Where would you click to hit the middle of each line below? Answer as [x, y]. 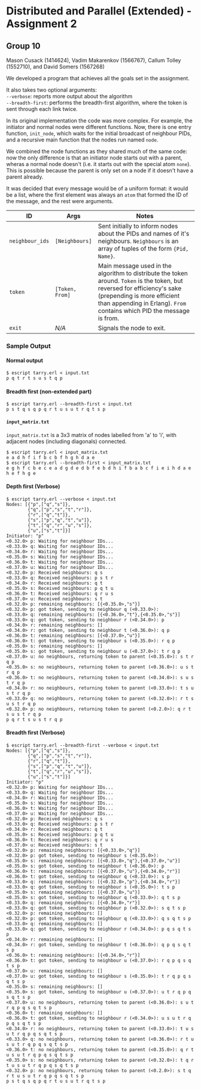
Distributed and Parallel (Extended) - [99, 11]
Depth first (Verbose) [33, 486]
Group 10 [23, 46]
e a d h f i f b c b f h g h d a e [51, 457]
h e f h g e [21, 473]
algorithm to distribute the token [143, 273]
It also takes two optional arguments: [52, 90]
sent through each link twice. [42, 109]
